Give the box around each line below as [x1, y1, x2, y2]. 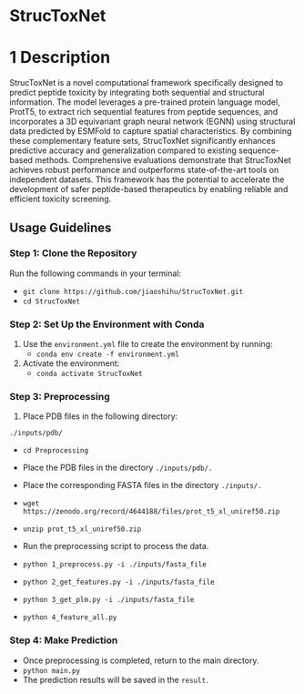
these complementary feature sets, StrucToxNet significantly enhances [9, 136, 276, 147]
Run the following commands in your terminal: [9, 268, 182, 279]
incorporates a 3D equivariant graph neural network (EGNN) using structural [9, 116, 296, 128]
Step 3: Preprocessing [9, 391, 111, 403]
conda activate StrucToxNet [35, 370, 143, 379]
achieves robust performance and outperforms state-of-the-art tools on [9, 165, 279, 176]
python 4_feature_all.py [22, 613, 117, 622]
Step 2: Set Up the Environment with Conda [9, 318, 205, 331]
